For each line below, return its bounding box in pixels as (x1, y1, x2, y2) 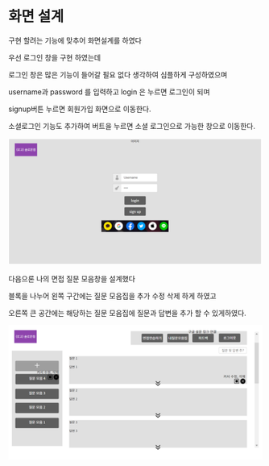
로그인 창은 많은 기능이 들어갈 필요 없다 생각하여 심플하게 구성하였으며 (8, 69, 228, 79)
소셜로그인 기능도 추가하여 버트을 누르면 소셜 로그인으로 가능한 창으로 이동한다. (8, 121, 256, 131)
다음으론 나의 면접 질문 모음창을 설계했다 (8, 273, 135, 283)
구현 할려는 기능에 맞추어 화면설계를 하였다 (8, 35, 143, 45)
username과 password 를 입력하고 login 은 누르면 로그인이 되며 (8, 86, 211, 97)
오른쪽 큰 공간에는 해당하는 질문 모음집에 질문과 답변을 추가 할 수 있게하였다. (8, 308, 247, 318)
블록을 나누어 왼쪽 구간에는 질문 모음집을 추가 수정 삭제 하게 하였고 (8, 291, 217, 301)
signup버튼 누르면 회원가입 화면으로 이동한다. (8, 104, 151, 114)
